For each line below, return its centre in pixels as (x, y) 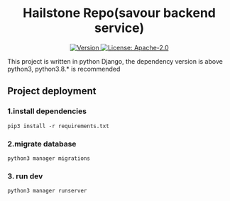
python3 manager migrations (49, 158)
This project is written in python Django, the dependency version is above (115, 61)
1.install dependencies (47, 111)
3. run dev (25, 176)
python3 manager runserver (47, 191)
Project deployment (52, 91)
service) (119, 28)
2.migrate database (42, 144)
